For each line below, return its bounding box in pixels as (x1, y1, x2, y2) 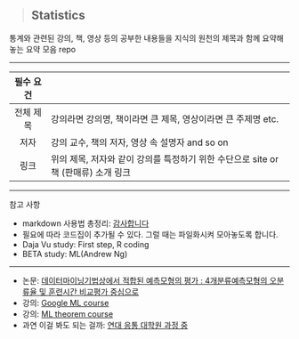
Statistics (30, 8, 86, 23)
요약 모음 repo (25, 44, 77, 54)
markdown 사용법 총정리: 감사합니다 (21, 218, 149, 229)
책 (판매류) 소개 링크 (50, 165, 131, 178)
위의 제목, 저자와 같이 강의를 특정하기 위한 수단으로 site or (50, 152, 279, 165)
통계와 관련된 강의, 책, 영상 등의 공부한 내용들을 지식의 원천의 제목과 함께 (9, 32, 261, 44)
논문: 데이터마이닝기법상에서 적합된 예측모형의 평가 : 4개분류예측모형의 (21, 275, 268, 286)
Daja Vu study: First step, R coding (21, 238, 149, 249)
